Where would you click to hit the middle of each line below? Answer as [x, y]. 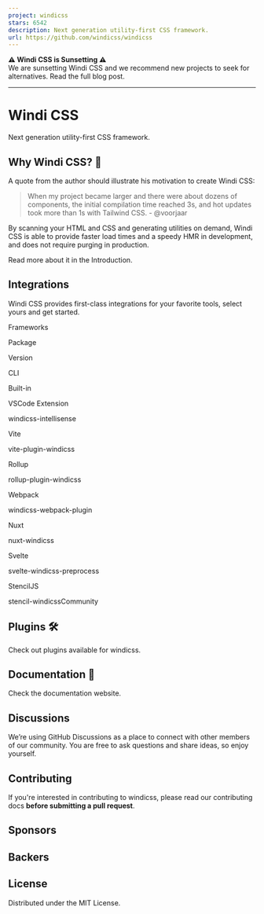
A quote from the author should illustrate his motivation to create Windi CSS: [132, 181]
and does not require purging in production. [79, 245]
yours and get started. [44, 312]
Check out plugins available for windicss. [75, 650]
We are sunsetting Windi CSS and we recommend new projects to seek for [129, 68]
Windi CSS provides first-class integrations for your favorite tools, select [125, 303]
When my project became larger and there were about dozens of [132, 196]
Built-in [20, 388]
